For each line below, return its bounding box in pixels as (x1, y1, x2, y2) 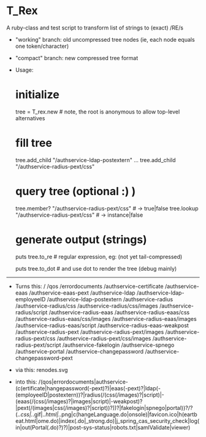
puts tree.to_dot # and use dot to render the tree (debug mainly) (15, 265, 177, 272)
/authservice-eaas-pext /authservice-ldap (29, 289, 136, 296)
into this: (15, 378, 37, 385)
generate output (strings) (15, 233, 147, 246)
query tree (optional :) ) (15, 185, 136, 198)
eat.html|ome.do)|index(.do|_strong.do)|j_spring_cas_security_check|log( (15, 417, 200, 424)
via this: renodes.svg (15, 366, 69, 373)
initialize (15, 88, 59, 102)
